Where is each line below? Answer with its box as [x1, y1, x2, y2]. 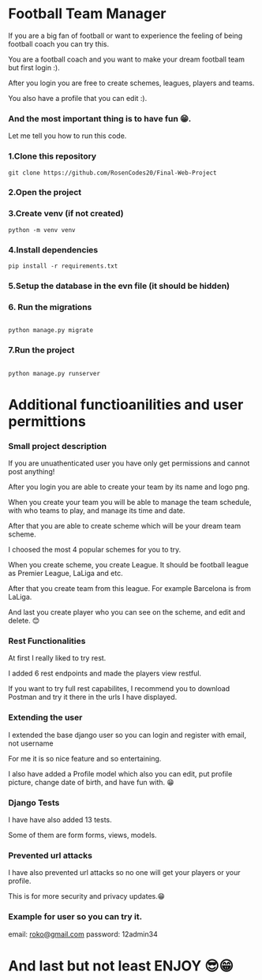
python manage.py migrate [8, 327, 93, 335]
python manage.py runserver [8, 369, 101, 377]
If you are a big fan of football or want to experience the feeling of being [8, 31, 243, 40]
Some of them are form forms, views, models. [8, 830, 157, 840]
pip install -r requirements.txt [8, 262, 118, 271]
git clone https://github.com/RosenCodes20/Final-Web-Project [8, 169, 217, 177]
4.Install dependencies [8, 244, 99, 255]
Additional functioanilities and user [8, 395, 244, 413]
